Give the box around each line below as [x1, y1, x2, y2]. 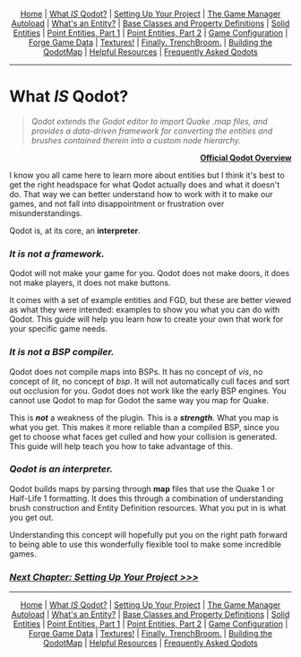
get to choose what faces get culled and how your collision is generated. [9, 431, 278, 442]
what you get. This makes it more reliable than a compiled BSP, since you [9, 421, 279, 432]
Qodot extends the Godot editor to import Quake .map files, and [30, 116, 268, 126]
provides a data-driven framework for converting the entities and [30, 125, 273, 136]
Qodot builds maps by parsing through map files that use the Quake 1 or [9, 483, 275, 494]
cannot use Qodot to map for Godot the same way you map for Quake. [9, 394, 270, 405]
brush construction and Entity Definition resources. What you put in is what [9, 502, 287, 513]
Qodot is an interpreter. [9, 462, 114, 475]
